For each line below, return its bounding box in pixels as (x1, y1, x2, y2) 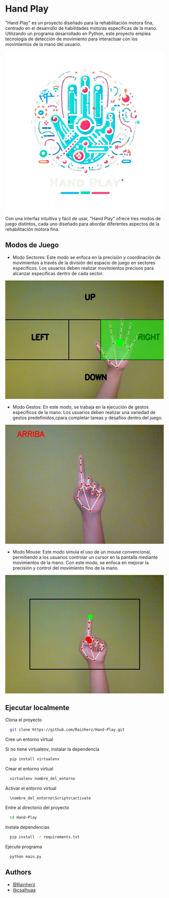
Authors (5, 868, 32, 877)
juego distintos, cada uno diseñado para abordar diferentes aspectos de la (5, 221, 159, 227)
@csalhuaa (12, 887, 36, 893)
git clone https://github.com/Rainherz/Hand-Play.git (10, 727, 125, 732)
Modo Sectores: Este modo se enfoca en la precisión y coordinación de (12, 254, 161, 260)
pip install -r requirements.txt (10, 834, 80, 840)
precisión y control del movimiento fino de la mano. (12, 565, 119, 571)
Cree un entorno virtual (5, 736, 54, 742)
